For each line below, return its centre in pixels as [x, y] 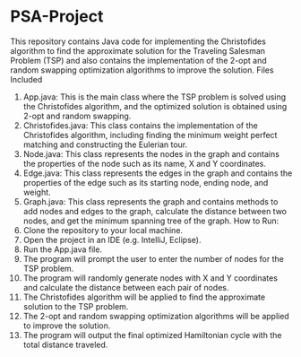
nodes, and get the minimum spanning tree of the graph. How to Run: [151, 221]
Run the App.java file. [62, 249]
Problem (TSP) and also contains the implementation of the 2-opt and [138, 60]
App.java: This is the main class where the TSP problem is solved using [155, 97]
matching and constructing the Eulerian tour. [105, 144]
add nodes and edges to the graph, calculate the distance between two [155, 211]
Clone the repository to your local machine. [103, 230]
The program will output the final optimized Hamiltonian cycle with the [152, 335]
